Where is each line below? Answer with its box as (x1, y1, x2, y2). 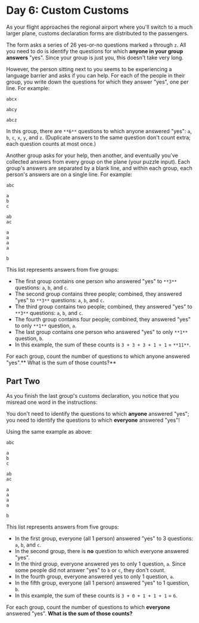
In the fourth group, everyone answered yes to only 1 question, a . (14, 573, 175, 580)
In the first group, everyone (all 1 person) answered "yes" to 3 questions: (14, 535, 194, 542)
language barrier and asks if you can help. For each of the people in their (6, 72, 185, 79)
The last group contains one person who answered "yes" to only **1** (14, 328, 188, 335)
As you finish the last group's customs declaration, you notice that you (6, 392, 179, 399)
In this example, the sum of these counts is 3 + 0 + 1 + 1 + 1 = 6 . (14, 592, 178, 599)
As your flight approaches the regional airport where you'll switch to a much (6, 23, 193, 30)
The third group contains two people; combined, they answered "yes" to (14, 303, 192, 310)
